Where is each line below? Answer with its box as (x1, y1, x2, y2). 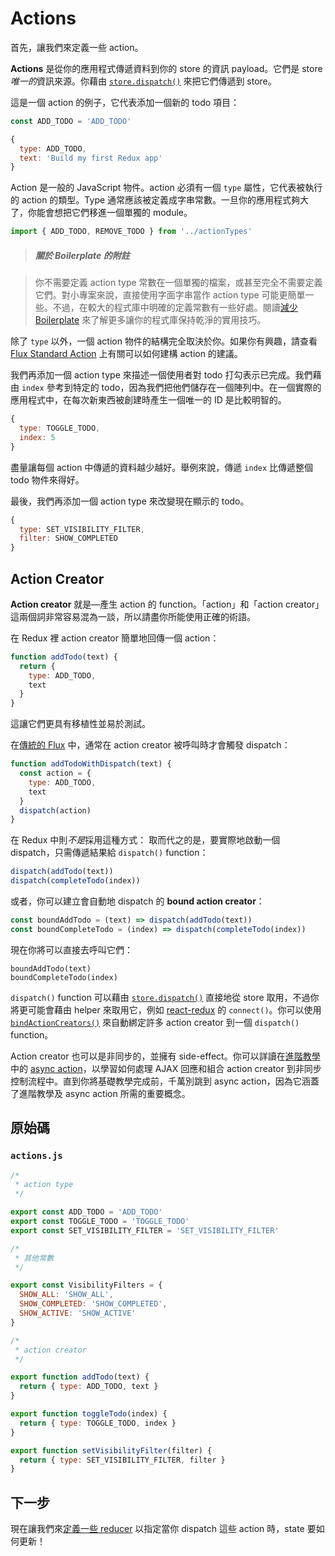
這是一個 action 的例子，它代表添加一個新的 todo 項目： (10, 96, 240, 108)
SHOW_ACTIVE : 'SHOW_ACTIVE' (19, 1308, 137, 1319)
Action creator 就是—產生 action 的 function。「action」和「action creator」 (10, 598, 325, 610)
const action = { (19, 768, 92, 779)
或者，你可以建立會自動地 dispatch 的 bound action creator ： (10, 895, 265, 907)
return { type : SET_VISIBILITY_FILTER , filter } (19, 1455, 226, 1465)
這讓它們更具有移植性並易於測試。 (10, 718, 151, 730)
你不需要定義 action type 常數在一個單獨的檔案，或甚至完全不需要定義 (34, 277, 323, 289)
